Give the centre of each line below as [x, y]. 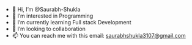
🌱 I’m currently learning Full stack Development [72, 22]
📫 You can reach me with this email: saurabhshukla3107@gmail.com [99, 36]
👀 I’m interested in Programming [53, 16]
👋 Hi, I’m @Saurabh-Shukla [46, 9]
